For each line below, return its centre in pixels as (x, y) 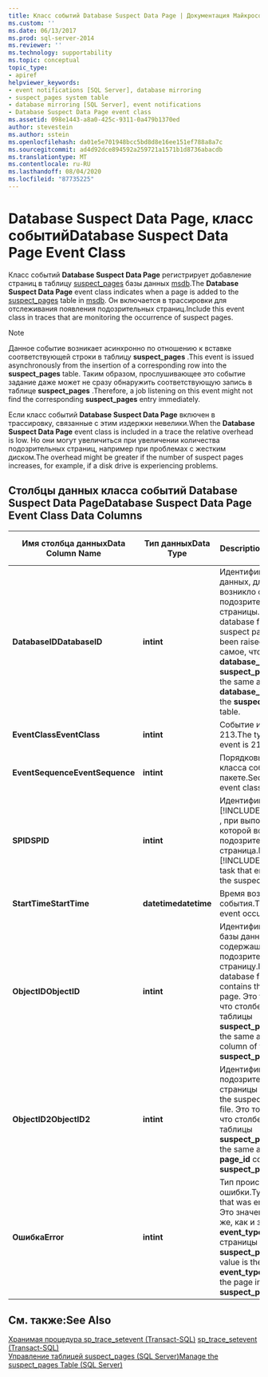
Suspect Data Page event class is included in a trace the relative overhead (131, 432)
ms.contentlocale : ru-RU (49, 165)
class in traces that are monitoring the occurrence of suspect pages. (121, 317)
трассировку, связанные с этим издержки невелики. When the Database (132, 423)
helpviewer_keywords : (44, 82)
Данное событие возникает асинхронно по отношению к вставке (120, 348)
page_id (235, 1159)
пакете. (234, 778)
